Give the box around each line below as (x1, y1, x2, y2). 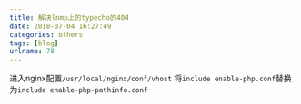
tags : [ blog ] (9, 38, 59, 48)
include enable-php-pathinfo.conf (17, 86, 148, 95)
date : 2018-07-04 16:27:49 (9, 22, 112, 31)
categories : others (9, 30, 84, 39)
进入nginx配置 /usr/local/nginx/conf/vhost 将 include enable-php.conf (9, 73, 276, 84)
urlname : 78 (9, 47, 55, 56)
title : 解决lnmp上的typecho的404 (9, 13, 129, 23)
